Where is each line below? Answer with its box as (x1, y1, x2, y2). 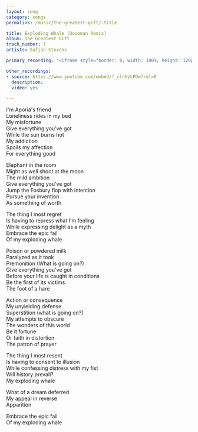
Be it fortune (6, 328, 37, 335)
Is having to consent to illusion (6, 359, 80, 366)
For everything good (6, 150, 56, 157)
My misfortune (6, 119, 42, 126)
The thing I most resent (6, 352, 63, 359)
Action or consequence (6, 296, 63, 304)
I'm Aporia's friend (6, 106, 51, 113)
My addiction (6, 137, 38, 145)
